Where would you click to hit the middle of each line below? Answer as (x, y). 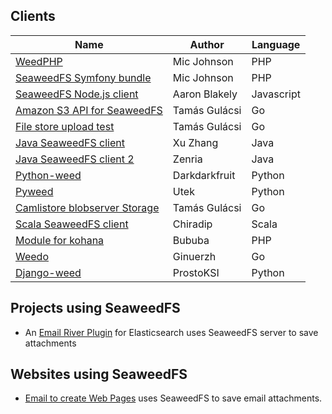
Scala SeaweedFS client (72, 224)
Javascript (276, 94)
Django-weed (48, 272)
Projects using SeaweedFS (95, 308)
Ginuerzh (194, 256)
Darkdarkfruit (204, 175)
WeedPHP (39, 61)
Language (276, 44)
